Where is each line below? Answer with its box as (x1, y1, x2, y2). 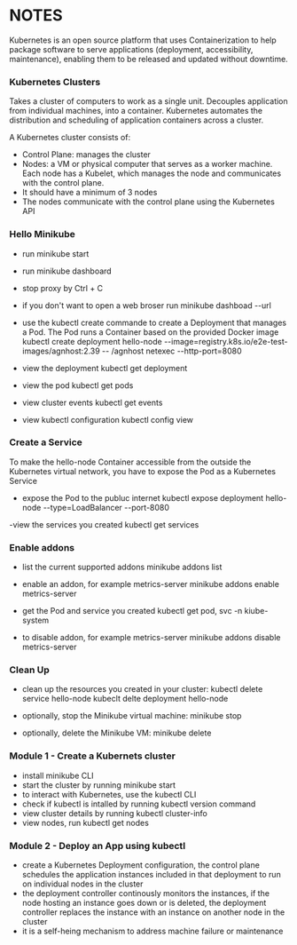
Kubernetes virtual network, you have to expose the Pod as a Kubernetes (9, 465, 277, 476)
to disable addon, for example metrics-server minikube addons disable (21, 632, 281, 643)
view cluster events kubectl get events (21, 397, 163, 408)
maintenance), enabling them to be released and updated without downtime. (9, 53, 288, 64)
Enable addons (9, 541, 75, 553)
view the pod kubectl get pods (21, 379, 134, 391)
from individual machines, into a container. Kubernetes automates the (9, 106, 263, 116)
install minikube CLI (21, 770, 94, 781)
